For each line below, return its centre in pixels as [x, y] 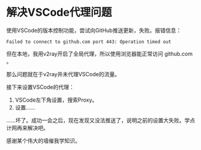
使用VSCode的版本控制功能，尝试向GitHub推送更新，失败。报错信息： [94, 30]
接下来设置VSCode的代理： [40, 87]
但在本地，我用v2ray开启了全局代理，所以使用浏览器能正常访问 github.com [100, 54]
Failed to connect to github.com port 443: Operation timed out [89, 42]
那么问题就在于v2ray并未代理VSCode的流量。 [63, 74]
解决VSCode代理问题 [59, 12]
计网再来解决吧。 [27, 128]
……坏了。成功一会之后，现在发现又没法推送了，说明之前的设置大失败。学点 [101, 120]
